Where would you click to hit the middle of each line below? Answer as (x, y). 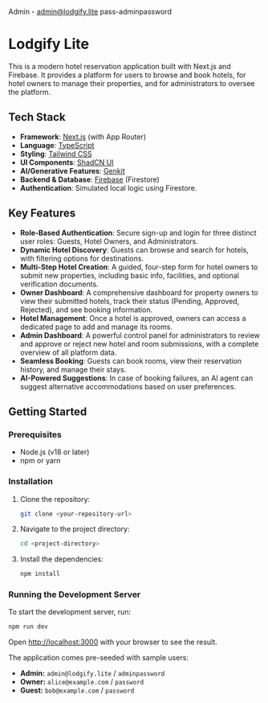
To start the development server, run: (69, 612)
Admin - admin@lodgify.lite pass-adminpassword (90, 12)
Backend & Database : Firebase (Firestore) (90, 179)
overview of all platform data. (68, 352)
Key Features (42, 214)
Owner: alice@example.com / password (82, 682)
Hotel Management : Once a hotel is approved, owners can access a (133, 318)
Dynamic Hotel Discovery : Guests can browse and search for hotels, (134, 249)
